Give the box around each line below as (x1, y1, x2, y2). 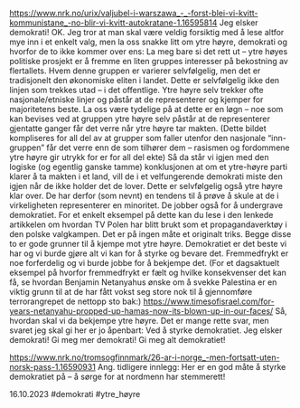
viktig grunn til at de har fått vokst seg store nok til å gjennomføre (9, 287, 253, 297)
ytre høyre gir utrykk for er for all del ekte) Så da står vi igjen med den (9, 152, 269, 162)
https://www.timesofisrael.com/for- (143, 296, 275, 307)
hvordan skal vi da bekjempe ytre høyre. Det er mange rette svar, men (9, 316, 269, 326)
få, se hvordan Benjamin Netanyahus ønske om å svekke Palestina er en (9, 277, 277, 288)
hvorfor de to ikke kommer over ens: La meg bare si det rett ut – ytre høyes (9, 46, 288, 57)
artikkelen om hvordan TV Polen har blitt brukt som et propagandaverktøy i (9, 219, 287, 230)
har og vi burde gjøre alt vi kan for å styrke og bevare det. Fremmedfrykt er (9, 248, 289, 259)
